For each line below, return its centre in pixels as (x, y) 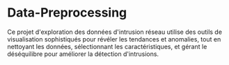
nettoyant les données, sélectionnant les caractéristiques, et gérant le (107, 46)
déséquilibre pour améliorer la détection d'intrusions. (83, 54)
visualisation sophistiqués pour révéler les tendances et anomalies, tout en (114, 39)
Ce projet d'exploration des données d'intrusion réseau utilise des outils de (115, 32)
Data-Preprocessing (67, 13)
